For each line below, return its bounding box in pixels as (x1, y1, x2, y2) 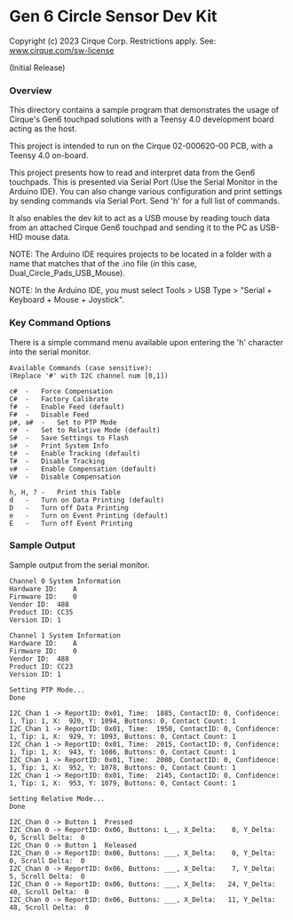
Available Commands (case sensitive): (9, 363, 153, 372)
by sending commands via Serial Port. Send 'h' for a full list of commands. (9, 195, 281, 206)
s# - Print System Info (9, 441, 109, 450)
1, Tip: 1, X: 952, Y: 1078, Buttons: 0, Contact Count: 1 (9, 763, 237, 772)
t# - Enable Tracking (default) (9, 448, 141, 458)
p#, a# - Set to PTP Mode (9, 417, 117, 427)
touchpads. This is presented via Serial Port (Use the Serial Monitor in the (9, 177, 278, 187)
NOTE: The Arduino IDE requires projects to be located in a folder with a (9, 249, 273, 259)
